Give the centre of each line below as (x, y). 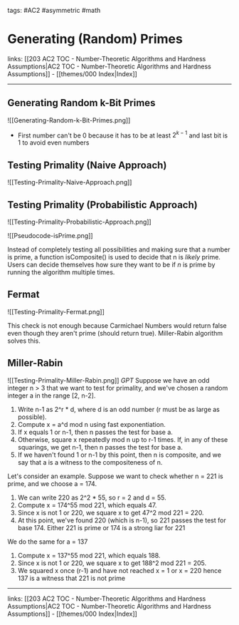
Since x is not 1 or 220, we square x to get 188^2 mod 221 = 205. (112, 563)
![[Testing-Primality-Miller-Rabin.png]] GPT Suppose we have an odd (108, 380)
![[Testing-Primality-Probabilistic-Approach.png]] (79, 222)
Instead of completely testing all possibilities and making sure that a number (119, 249)
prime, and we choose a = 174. (52, 483)
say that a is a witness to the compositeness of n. (90, 462)
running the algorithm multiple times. (61, 272)
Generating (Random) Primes (95, 39)
